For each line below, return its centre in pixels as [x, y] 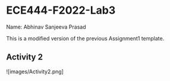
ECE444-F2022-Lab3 [61, 10]
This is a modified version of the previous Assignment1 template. [85, 38]
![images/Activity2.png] [35, 71]
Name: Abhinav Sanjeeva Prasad [46, 27]
